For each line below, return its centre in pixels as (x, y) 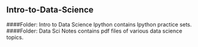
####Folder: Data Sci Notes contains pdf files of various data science (94, 31)
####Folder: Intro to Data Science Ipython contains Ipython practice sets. (99, 24)
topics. (15, 37)
